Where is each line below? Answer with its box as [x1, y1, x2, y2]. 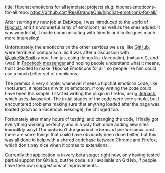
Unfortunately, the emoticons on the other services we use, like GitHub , [5, 44, 150, 50]
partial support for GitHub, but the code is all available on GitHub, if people [5, 157, 157, 163]
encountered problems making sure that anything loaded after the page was [5, 101, 160, 107]
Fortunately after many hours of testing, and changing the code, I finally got [5, 116, 159, 122]
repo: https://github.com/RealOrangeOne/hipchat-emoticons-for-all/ [18, 9, 157, 15]
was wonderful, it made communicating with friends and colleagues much [5, 30, 155, 35]
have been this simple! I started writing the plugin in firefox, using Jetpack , [5, 91, 157, 96]
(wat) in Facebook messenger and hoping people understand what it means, [5, 60, 160, 66]
